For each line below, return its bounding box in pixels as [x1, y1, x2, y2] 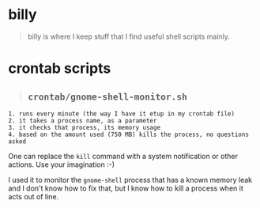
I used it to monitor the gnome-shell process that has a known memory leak [8, 175, 253, 184]
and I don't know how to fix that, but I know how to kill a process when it [8, 183, 243, 193]
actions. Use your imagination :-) [8, 160, 115, 169]
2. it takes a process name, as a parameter [8, 116, 157, 124]
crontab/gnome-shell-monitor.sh [27, 91, 188, 102]
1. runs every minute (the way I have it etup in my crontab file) [8, 109, 236, 118]
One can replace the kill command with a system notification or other [8, 151, 239, 161]
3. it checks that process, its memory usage [8, 123, 160, 131]
